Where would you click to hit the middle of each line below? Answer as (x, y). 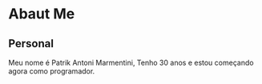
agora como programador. (52, 71)
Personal (31, 44)
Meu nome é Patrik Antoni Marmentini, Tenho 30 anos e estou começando (131, 62)
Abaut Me (42, 14)
